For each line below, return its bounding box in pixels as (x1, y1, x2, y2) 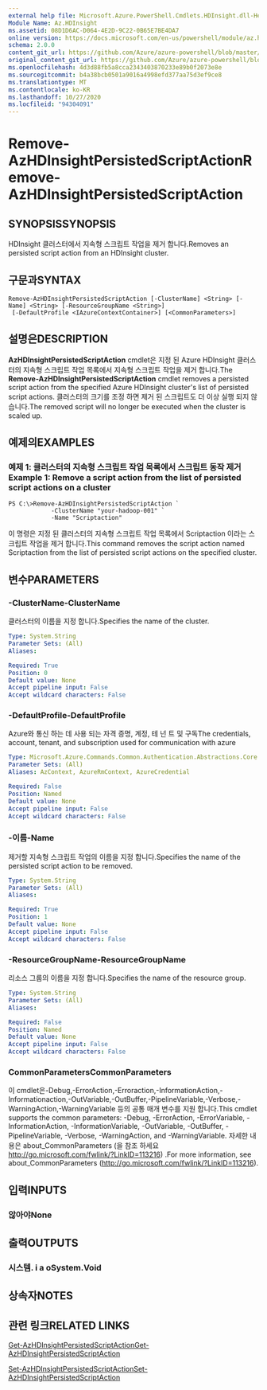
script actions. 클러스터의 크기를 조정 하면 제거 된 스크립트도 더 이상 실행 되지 (8, 392, 250, 401)
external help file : (8, 11, 77, 20)
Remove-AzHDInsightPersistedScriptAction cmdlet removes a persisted (8, 373, 249, 383)
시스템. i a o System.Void (8, 1262, 102, 1273)
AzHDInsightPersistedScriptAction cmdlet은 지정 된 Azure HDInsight (8, 355, 235, 365)
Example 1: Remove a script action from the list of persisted (8, 472, 242, 483)
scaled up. (8, 411, 43, 420)
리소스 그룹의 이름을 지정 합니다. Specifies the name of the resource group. (8, 973, 246, 983)
